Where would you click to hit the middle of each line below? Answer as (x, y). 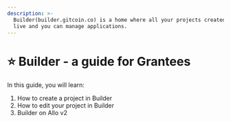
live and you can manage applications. (70, 26)
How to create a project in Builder (64, 98)
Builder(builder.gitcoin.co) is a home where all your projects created (120, 20)
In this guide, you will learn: (46, 85)
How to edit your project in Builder (66, 106)
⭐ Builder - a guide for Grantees (99, 61)
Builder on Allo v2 (42, 113)
